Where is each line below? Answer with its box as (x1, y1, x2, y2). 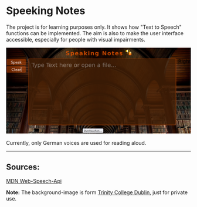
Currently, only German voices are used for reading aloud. (6, 140, 147, 147)
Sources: (6, 162, 40, 172)
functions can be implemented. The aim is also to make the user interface (6, 29, 184, 36)
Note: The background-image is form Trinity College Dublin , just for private (6, 189, 188, 196)
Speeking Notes (6, 4, 86, 18)
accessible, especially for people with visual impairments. (6, 36, 145, 43)
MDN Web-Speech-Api (6, 178, 62, 185)
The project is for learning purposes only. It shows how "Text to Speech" (6, 23, 182, 30)
